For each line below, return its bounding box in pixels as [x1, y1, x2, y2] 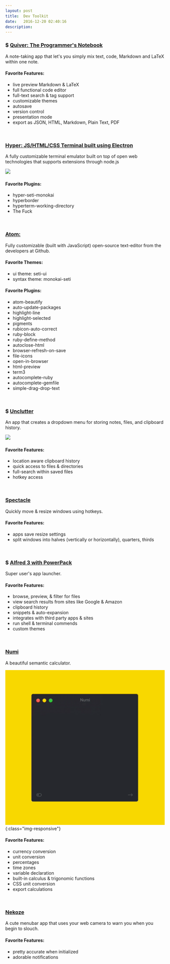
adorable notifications [12, 954, 59, 960]
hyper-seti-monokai [12, 192, 54, 198]
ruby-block [12, 331, 36, 337]
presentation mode [12, 114, 52, 120]
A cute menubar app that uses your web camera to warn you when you [5, 920, 153, 926]
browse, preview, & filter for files [12, 593, 80, 600]
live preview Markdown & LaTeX [12, 81, 79, 87]
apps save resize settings [12, 531, 66, 537]
